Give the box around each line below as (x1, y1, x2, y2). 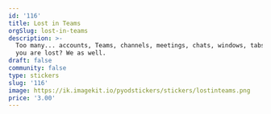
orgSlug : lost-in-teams (8, 26, 89, 35)
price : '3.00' (8, 94, 56, 102)
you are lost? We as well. (15, 49, 106, 57)
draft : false (8, 57, 52, 65)
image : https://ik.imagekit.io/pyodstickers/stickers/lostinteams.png (8, 86, 251, 95)
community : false (8, 64, 67, 72)
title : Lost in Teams (8, 19, 81, 27)
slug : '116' (8, 79, 48, 87)
